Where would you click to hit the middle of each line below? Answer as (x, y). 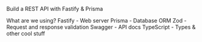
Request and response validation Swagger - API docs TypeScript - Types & (101, 27)
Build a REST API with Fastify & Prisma (55, 9)
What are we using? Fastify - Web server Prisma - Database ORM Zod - (96, 20)
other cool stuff (26, 33)
